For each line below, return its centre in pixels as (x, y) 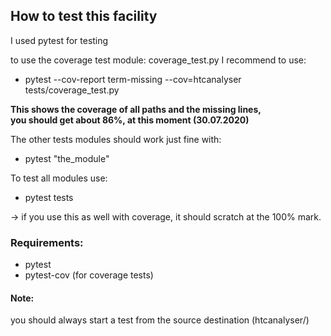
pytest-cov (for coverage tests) (89, 275)
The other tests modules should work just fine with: (116, 139)
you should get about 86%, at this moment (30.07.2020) (130, 120)
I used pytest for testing (59, 40)
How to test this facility (84, 16)
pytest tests (49, 197)
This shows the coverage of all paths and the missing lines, (136, 109)
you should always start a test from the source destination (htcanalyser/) (160, 320)
